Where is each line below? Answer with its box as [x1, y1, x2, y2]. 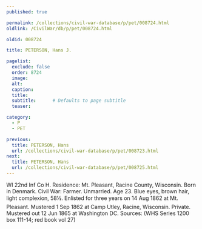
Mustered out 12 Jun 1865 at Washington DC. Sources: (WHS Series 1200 [6, 210, 190, 217]
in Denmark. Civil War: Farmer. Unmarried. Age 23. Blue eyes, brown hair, [6, 187, 190, 194]
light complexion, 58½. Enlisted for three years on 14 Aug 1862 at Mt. [6, 194, 179, 202]
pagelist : [6, 58, 32, 64]
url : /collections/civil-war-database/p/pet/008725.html [12, 165, 159, 171]
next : [6, 153, 20, 159]
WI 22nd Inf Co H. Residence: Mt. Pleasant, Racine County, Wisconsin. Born [6, 181, 196, 188]
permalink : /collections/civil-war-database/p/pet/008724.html [6, 19, 170, 26]
